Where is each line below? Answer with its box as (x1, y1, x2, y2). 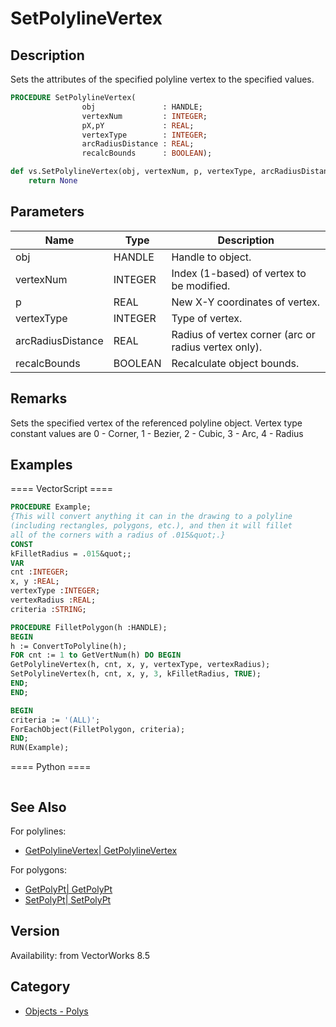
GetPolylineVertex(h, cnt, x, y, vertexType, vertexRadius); (10, 660, 271, 670)
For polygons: (10, 864, 68, 876)
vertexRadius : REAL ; (10, 595, 97, 606)
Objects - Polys (24, 1005, 89, 1017)
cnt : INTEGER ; (10, 567, 70, 577)
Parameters (10, 203, 85, 221)
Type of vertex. (171, 311, 243, 325)
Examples (10, 456, 73, 473)
